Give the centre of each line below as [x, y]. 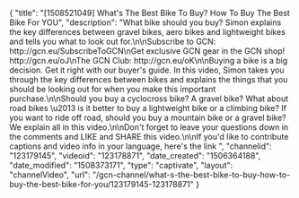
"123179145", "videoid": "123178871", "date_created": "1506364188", [135, 155]
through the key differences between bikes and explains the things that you [149, 79]
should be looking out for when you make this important [113, 89]
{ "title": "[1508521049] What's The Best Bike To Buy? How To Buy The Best [149, 13]
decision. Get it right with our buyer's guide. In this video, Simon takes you [147, 70]
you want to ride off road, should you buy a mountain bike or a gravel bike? [148, 117]
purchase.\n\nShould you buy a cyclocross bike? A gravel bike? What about [149, 99]
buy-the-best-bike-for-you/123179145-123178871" [102, 184]
